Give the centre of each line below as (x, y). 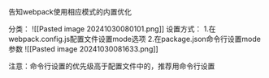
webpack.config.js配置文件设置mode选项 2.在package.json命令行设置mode (135, 39)
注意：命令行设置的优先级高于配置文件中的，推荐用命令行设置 (112, 66)
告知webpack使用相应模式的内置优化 (70, 12)
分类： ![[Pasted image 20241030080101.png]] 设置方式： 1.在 (112, 29)
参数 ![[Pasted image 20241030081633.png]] (83, 49)
